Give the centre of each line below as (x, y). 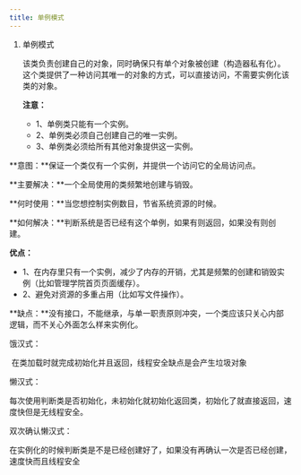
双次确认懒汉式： (41, 430)
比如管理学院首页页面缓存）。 (91, 282)
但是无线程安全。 (56, 411)
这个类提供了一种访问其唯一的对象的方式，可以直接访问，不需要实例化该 (155, 74)
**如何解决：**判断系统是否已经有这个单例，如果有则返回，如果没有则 (139, 222)
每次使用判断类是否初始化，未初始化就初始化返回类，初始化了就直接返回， (146, 401)
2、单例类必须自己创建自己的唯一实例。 (109, 134)
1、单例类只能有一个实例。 (85, 124)
